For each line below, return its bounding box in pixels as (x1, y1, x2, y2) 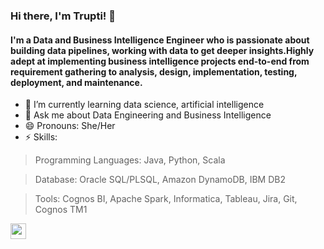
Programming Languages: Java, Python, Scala (34, 154, 226, 166)
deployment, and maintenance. (10, 76, 143, 88)
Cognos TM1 (34, 204, 88, 216)
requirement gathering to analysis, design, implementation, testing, (10, 65, 298, 78)
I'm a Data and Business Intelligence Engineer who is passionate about (10, 34, 310, 46)
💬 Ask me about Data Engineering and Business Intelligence (24, 109, 272, 121)
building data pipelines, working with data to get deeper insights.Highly (10, 44, 315, 56)
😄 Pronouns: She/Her (24, 120, 116, 132)
